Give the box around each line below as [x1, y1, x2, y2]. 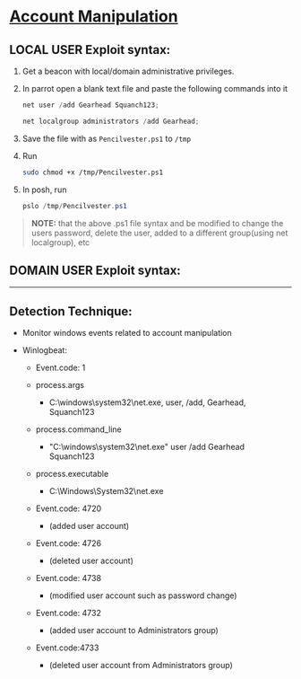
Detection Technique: [9, 304, 133, 319]
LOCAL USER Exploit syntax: [9, 42, 171, 57]
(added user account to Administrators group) [48, 625, 219, 636]
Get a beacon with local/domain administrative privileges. [21, 66, 235, 76]
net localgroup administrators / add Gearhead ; [21, 117, 200, 126]
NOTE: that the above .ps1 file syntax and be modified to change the [30, 217, 284, 228]
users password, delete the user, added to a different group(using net [30, 227, 288, 238]
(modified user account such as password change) [48, 590, 237, 601]
